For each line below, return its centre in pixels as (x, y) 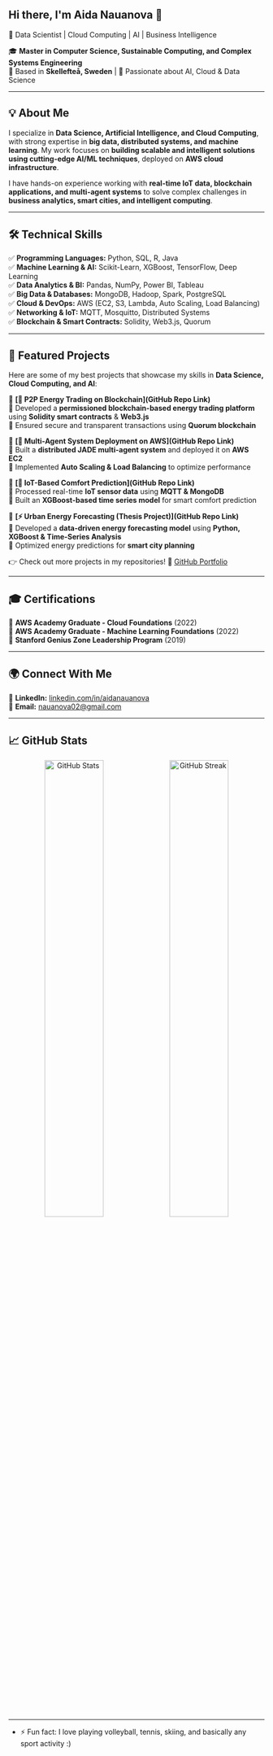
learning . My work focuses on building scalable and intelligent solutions (132, 150)
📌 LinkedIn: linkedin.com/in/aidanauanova (79, 697)
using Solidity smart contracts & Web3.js (79, 417)
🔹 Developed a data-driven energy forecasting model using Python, (124, 528)
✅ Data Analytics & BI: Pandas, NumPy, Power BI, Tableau (106, 285)
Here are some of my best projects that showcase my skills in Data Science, (136, 375)
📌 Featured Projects (59, 355)
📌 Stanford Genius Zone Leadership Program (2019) (97, 640)
